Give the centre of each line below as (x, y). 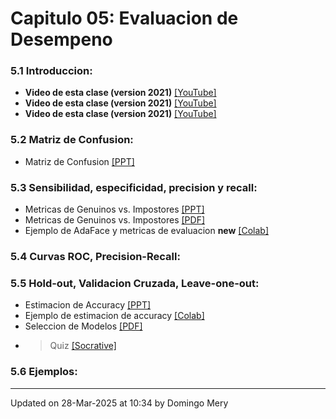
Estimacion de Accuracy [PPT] (88, 305)
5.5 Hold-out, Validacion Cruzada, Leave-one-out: (135, 283)
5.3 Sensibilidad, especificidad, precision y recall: (134, 187)
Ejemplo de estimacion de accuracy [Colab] (114, 316)
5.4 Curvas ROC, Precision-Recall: (95, 256)
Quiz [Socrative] (83, 346)
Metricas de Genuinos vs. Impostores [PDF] (115, 220)
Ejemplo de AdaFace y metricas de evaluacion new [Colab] (147, 231)
